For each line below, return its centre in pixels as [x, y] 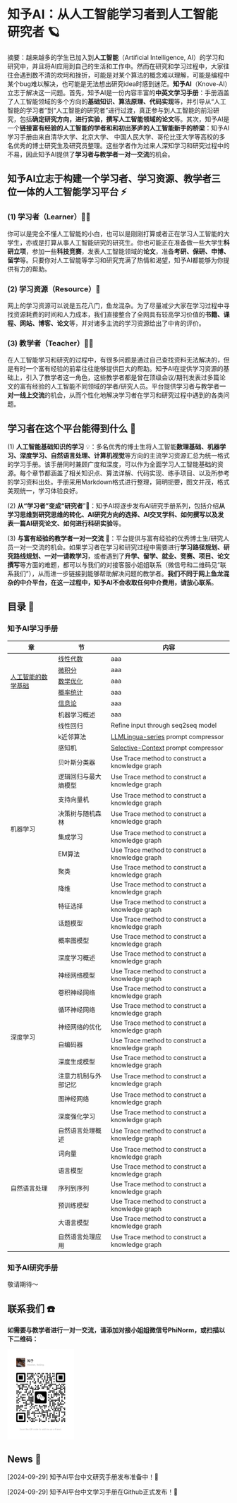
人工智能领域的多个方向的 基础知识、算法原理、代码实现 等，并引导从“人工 [120, 101]
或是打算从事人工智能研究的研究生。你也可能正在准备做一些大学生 [127, 242]
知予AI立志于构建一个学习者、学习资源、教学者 [109, 179]
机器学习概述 [76, 714]
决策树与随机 [76, 814]
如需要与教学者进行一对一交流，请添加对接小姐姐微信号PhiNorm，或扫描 [113, 1330]
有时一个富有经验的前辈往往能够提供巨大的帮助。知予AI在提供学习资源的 [118, 369]
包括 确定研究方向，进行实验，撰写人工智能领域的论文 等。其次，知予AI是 [124, 119]
